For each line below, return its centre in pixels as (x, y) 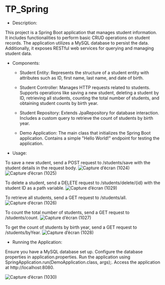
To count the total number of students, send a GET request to (67, 212)
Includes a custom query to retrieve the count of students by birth (86, 118)
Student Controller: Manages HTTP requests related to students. (85, 87)
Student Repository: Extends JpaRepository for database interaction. (89, 113)
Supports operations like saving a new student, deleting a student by (89, 93)
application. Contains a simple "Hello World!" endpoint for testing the (90, 138)
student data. (18, 53)
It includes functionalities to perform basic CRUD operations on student (78, 38)
